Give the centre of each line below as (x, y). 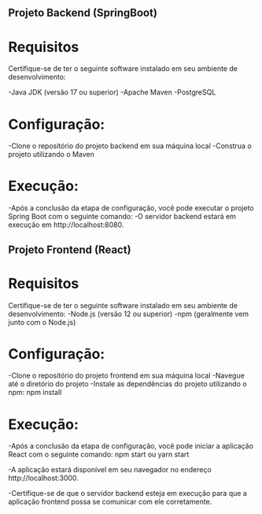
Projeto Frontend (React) (70, 250)
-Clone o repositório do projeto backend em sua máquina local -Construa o (130, 146)
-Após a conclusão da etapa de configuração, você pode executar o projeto (131, 208)
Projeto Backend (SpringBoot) (83, 13)
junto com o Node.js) (42, 322)
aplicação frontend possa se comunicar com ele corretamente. (110, 502)
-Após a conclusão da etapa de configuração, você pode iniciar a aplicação (131, 446)
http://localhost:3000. (43, 478)
